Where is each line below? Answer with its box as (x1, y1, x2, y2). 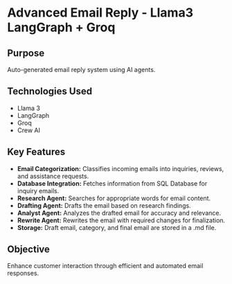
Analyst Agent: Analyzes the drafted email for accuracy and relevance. (17, 208, 222, 217)
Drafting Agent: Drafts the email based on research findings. (17, 201, 192, 209)
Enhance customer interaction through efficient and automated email (7, 262, 204, 270)
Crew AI (17, 126, 40, 134)
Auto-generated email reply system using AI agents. (7, 66, 156, 73)
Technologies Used (7, 85, 92, 98)
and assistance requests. (17, 172, 89, 180)
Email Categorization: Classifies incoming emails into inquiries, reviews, (17, 164, 224, 172)
